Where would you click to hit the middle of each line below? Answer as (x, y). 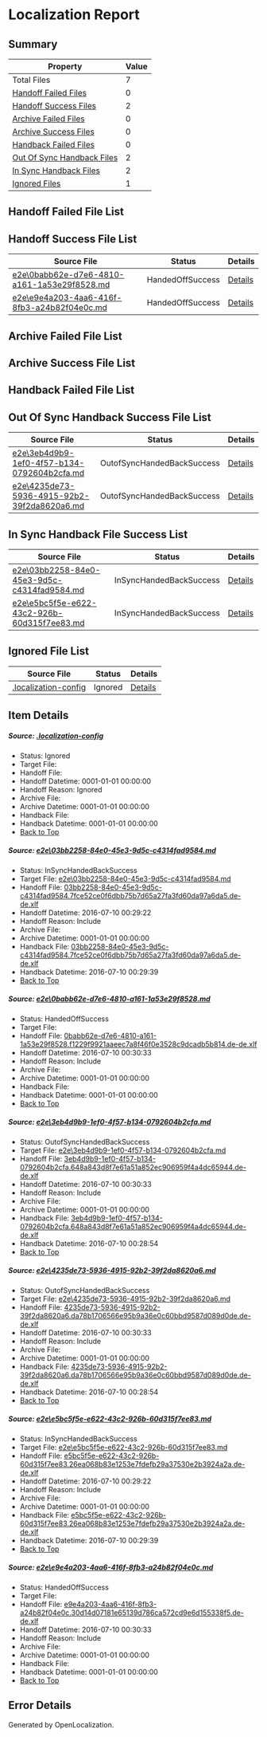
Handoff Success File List (73, 239)
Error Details (40, 1706)
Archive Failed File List (66, 336)
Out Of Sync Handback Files (65, 157)
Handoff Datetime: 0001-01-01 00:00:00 (85, 781)
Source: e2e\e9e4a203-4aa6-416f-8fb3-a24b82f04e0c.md (111, 1567)
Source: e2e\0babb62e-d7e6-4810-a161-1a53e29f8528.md (109, 999)
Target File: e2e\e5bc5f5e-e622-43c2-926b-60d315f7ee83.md (124, 1448)
